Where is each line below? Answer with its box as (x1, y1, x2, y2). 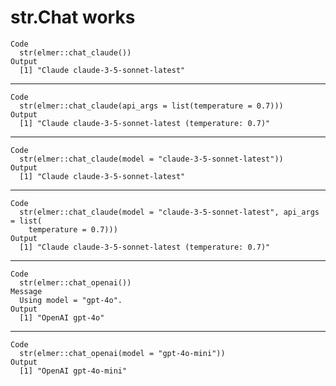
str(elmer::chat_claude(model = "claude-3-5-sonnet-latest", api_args (19, 207, 320, 217)
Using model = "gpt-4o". (19, 295, 123, 305)
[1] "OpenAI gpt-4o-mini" (19, 366, 128, 376)
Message (10, 286, 43, 296)
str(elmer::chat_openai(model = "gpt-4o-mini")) (19, 348, 226, 358)
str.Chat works (10, 6, 136, 29)
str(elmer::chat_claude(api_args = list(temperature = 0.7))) (19, 101, 284, 111)
